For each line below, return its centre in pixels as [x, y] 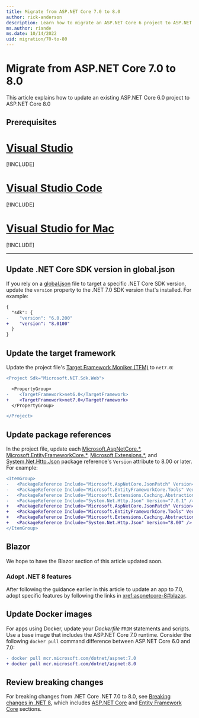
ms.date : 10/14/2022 [32, 34]
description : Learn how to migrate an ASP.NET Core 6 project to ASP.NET [99, 23]
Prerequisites [31, 122]
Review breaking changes [55, 682]
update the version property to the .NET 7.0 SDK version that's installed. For [99, 290]
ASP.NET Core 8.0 [28, 104]
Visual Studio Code [54, 188]
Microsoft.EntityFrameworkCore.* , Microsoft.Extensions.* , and [82, 455]
